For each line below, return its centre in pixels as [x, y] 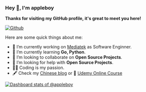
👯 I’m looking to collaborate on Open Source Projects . [67, 57]
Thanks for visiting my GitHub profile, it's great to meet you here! [73, 19]
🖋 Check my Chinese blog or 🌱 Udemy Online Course [67, 73]
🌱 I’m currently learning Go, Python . [49, 52]
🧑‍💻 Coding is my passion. [38, 68]
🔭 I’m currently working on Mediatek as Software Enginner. [72, 47]
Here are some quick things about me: [44, 37]
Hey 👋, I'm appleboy [30, 8]
